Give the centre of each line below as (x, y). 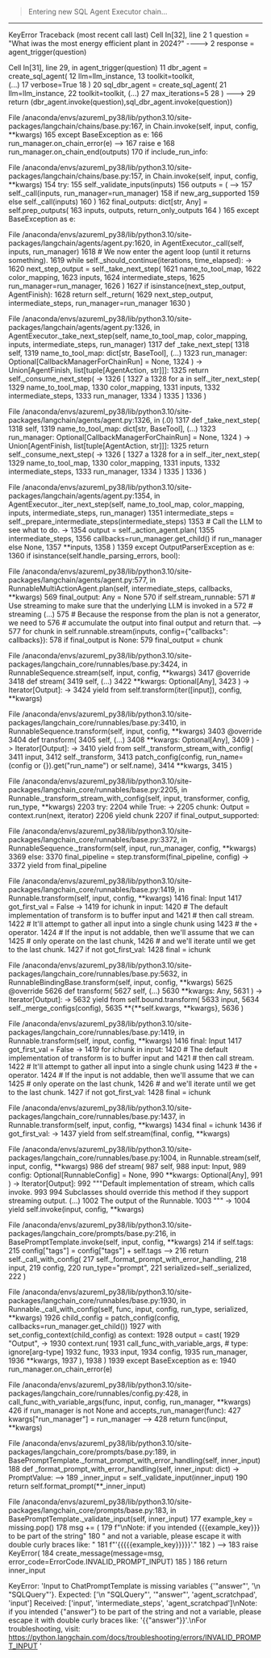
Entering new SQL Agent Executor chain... (98, 12)
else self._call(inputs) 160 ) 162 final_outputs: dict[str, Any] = (108, 202)
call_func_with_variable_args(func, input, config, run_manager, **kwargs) (130, 1402)
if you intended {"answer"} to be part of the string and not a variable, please (135, 1612)
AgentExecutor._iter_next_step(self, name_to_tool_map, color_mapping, (126, 504)
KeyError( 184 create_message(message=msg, (86, 1553)
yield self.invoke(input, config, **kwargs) (76, 1209)
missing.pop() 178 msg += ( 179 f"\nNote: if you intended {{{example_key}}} (134, 1527)
